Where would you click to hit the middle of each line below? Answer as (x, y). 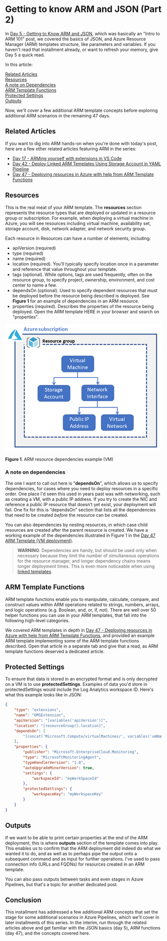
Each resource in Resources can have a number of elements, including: (78, 238)
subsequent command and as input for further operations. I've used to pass (83, 859)
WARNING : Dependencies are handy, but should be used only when (87, 550)
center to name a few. (35, 285)
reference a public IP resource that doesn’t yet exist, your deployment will (81, 504)
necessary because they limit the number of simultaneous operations (88, 556)
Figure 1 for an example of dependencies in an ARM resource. (76, 301)
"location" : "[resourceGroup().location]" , (60, 726)
